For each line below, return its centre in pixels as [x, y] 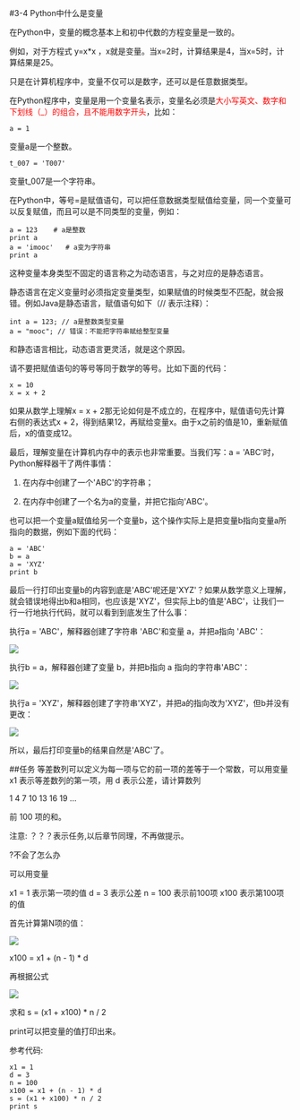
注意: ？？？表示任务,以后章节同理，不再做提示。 [99, 836]
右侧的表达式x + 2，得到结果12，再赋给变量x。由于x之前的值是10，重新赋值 [149, 422]
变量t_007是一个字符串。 [55, 181]
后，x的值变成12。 [43, 433]
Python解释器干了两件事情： [62, 463]
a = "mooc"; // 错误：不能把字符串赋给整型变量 [90, 332]
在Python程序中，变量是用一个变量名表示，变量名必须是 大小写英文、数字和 [148, 100]
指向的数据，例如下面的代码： [64, 532]
